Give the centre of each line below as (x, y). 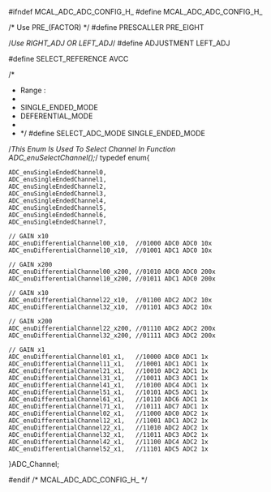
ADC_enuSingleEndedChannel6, (58, 215)
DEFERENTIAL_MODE (56, 116)
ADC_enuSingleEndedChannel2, (58, 186)
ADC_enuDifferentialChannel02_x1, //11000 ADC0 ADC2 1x (108, 413)
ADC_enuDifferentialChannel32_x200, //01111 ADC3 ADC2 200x (112, 336)
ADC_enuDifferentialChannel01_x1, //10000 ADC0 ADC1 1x (108, 357)
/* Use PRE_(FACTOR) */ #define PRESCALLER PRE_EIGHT (106, 27)
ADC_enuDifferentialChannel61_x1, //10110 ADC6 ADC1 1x (108, 400)
